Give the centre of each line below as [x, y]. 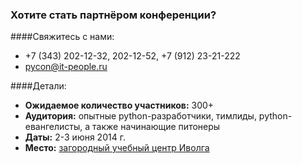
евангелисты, [53, 127]
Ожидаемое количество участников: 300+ [119, 105]
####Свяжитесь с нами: [62, 37]
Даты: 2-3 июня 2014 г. [75, 137]
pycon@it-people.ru [66, 67]
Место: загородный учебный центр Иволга [117, 148]
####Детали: [38, 86]
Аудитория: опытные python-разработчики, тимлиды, [140, 116]
